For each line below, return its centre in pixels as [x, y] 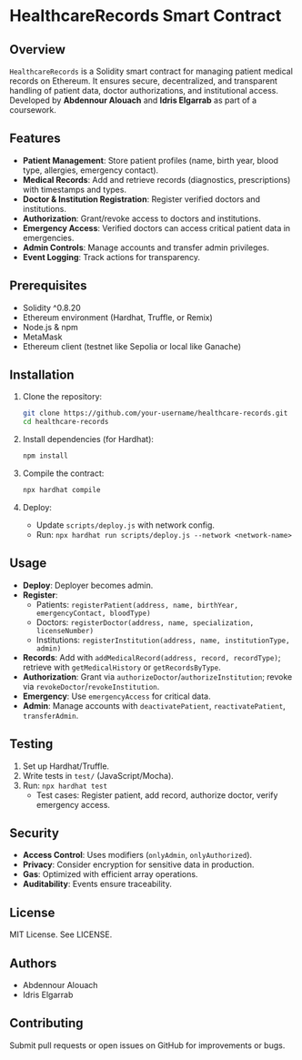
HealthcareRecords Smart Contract [146, 16]
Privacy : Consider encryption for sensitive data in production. [138, 864]
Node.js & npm [50, 327]
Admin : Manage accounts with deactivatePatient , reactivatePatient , [154, 705]
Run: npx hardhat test [65, 785]
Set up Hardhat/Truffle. [66, 766]
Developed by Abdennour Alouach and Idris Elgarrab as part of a [133, 100]
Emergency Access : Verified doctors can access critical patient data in [156, 227]
